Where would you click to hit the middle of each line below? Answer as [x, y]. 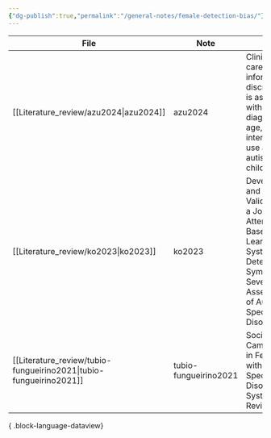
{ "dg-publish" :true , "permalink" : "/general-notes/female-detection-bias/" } [137, 16]
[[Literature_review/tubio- [62, 360]
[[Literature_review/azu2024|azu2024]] [89, 112]
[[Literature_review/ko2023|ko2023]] [84, 251]
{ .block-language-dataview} [56, 425]
